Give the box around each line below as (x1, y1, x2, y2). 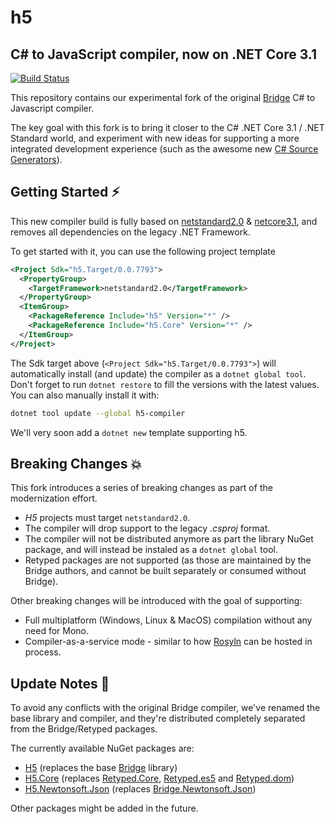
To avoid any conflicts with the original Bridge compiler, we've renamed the (10, 702, 321, 714)
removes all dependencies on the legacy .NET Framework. (10, 226, 251, 238)
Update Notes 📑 (10, 675, 110, 692)
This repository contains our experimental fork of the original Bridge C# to (10, 92, 316, 103)
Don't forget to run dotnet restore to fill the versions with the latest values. (10, 378, 320, 390)
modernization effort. (10, 492, 98, 505)
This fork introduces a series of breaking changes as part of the (10, 482, 273, 494)
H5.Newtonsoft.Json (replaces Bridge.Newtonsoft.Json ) (24, 783, 257, 795)
